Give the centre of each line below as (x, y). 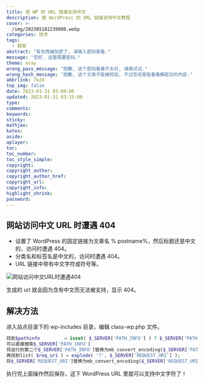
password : (19, 199)
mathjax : (17, 126)
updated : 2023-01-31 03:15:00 (45, 97)
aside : (15, 137)
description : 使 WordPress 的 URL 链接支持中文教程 (68, 18)
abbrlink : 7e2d (25, 80)
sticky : (16, 120)
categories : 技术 (27, 35)
